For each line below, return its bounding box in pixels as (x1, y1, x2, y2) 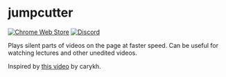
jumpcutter (8, 5, 73, 21)
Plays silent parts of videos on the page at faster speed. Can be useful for (8, 41, 219, 49)
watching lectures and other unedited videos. (8, 49, 138, 57)
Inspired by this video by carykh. (8, 62, 101, 70)
